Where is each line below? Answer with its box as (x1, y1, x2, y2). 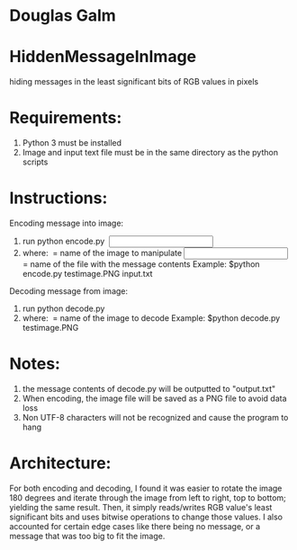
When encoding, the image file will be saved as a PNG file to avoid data (22, 393, 287, 404)
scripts (22, 156, 49, 167)
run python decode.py (22, 303, 105, 314)
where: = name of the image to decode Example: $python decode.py (22, 313, 281, 324)
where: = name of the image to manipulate (22, 248, 183, 258)
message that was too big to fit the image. (9, 530, 166, 541)
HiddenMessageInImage (9, 47, 197, 67)
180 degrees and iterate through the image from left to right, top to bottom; (9, 492, 286, 503)
